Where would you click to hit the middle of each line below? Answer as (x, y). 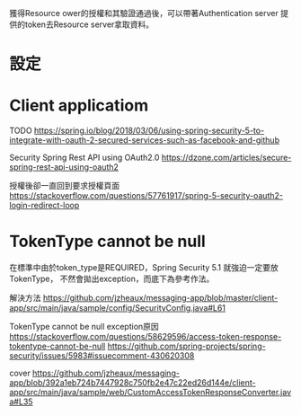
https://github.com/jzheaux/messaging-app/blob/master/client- (160, 298)
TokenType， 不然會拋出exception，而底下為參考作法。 (112, 279)
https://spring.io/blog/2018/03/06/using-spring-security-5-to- (150, 131)
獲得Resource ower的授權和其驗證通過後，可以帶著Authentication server (144, 13)
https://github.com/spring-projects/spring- (187, 346)
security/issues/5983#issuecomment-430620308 (102, 356)
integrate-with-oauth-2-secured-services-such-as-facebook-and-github (145, 140)
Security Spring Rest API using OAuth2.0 (84, 158)
